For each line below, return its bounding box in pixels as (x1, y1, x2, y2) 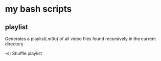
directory (5, 41, 23, 47)
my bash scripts (5, 3, 72, 15)
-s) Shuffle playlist (5, 50, 43, 56)
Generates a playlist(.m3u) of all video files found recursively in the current (5, 36, 156, 41)
